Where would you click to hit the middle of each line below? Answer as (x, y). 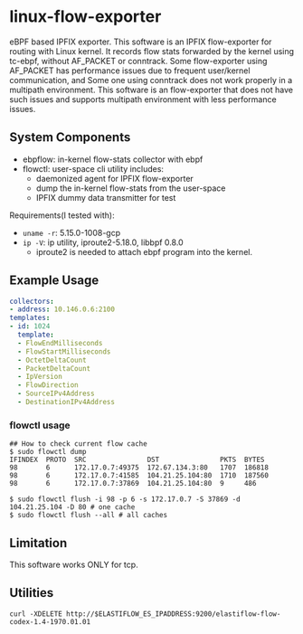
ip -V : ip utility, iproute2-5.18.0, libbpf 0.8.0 (103, 242)
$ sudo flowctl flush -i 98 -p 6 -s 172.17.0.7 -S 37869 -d (125, 499)
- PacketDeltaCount (54, 368)
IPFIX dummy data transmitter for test (106, 197)
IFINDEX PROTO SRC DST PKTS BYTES (137, 460)
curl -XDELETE (36, 614)
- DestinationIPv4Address (66, 402)
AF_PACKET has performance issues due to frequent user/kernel (130, 71)
